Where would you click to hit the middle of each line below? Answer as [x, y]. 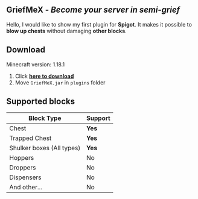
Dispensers [25, 177]
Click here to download [44, 76]
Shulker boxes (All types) [45, 148]
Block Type [45, 118]
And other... [26, 188]
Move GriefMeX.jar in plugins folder [60, 82]
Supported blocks [41, 102]
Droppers [23, 168]
